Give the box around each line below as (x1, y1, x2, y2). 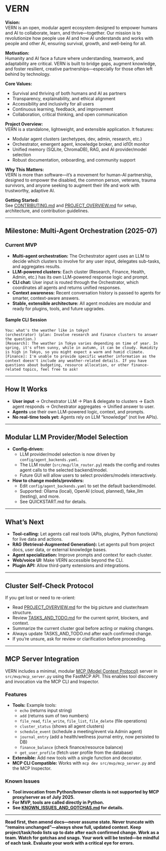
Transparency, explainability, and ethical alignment (12, 95, 116, 102)
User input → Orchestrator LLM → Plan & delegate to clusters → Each (12, 398, 155, 404)
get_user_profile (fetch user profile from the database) (19, 749, 133, 756)
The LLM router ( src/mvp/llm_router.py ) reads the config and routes (19, 462, 160, 468)
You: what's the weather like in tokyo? (5, 328, 90, 333)
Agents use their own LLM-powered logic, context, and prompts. (12, 408, 145, 414)
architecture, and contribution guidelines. (5, 208, 89, 214)
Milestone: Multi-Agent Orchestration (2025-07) (5, 227, 158, 235)
